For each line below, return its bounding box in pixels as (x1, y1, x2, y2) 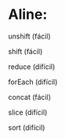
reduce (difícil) (8, 61, 56, 71)
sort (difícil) (8, 123, 45, 132)
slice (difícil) (8, 108, 48, 117)
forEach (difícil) (8, 77, 58, 86)
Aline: (8, 5, 48, 24)
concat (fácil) (8, 92, 51, 101)
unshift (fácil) (8, 31, 51, 41)
